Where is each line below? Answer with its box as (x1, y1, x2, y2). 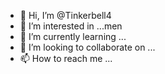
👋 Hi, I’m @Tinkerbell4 (19, 10, 112, 21)
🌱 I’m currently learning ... (19, 31, 127, 42)
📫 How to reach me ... (19, 53, 113, 64)
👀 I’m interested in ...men (19, 20, 123, 32)
